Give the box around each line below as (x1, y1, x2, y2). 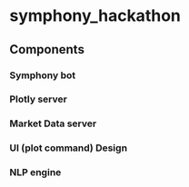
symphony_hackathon (9, 5, 182, 26)
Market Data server (9, 117, 97, 130)
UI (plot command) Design (9, 142, 128, 154)
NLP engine (9, 166, 62, 179)
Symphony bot (9, 69, 75, 82)
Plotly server (9, 93, 68, 105)
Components (9, 42, 85, 57)
